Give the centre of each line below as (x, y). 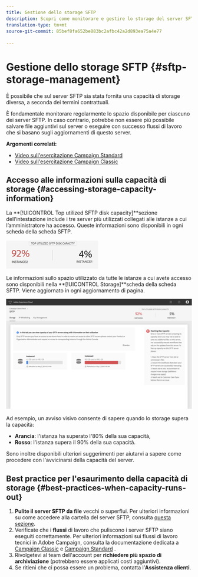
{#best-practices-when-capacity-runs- (112, 488)
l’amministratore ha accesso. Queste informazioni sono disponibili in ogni (95, 225)
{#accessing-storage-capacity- (97, 189)
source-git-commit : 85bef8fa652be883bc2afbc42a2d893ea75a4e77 (84, 31)
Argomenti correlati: (32, 144)
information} (30, 198)
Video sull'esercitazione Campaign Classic (66, 161)
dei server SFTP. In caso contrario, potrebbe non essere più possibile (90, 120)
